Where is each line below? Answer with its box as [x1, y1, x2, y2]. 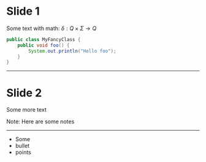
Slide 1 [6, 4, 40, 18]
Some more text [6, 106, 47, 114]
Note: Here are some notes [6, 118, 75, 125]
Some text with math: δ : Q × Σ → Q [6, 25, 97, 32]
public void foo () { [17, 42, 70, 48]
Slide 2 [6, 86, 42, 99]
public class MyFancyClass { [6, 36, 81, 42]
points [15, 148, 32, 156]
